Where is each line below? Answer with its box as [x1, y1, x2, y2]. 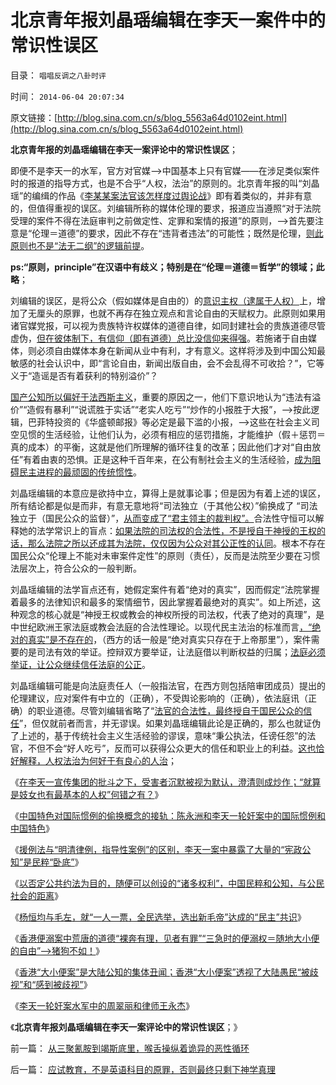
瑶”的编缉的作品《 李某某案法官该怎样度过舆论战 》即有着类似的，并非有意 [10, 189, 313, 201]
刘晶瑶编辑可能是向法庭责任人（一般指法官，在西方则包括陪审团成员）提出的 [10, 679, 326, 691]
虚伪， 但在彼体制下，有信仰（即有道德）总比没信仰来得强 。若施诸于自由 [10, 332, 308, 344]
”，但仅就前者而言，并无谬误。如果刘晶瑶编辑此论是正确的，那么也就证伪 [19, 717, 322, 729]
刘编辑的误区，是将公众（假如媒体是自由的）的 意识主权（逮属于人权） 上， [10, 294, 317, 306]
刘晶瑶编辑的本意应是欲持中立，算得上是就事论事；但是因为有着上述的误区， [10, 487, 326, 499]
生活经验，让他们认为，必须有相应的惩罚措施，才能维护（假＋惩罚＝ [44, 428, 326, 440]
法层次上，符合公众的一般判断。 [10, 562, 142, 574]
